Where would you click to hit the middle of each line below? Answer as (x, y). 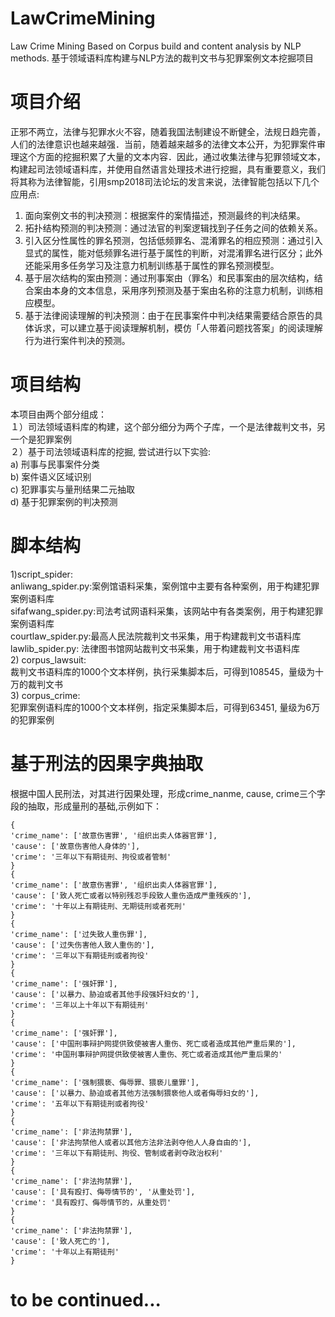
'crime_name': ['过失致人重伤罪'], (79, 934)
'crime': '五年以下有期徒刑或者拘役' (80, 1103)
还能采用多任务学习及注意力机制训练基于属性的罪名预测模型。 (152, 265)
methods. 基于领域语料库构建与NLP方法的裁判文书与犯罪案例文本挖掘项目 (162, 58)
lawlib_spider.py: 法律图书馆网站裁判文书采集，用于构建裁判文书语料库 (155, 648)
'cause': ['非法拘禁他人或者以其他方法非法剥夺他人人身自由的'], (131, 1142)
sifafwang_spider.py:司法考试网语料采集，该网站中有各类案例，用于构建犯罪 (167, 611)
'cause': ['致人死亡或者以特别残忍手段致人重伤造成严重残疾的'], (131, 895)
